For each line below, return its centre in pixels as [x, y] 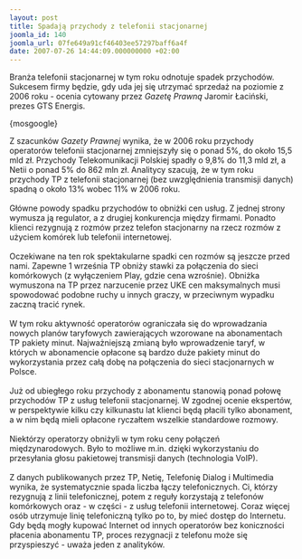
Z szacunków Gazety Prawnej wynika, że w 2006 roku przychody [132, 141]
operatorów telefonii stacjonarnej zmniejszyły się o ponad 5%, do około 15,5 [151, 151]
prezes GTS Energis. [47, 106]
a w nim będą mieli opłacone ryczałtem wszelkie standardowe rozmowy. [144, 420]
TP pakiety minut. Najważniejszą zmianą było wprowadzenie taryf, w [137, 343]
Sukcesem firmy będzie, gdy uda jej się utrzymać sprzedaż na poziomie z [147, 87]
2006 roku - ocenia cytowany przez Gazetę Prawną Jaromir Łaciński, [139, 97]
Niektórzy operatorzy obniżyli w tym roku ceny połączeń [115, 439]
